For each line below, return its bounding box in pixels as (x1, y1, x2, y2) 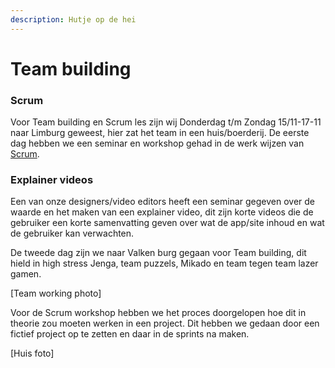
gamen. (10, 268, 42, 280)
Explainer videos (10, 173, 94, 187)
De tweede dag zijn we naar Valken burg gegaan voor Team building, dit (10, 247, 307, 259)
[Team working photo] (10, 287, 102, 300)
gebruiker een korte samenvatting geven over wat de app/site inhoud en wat (10, 217, 325, 229)
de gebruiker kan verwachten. (10, 227, 135, 240)
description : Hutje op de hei (10, 14, 137, 25)
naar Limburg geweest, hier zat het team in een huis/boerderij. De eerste (10, 127, 310, 139)
